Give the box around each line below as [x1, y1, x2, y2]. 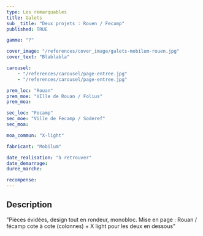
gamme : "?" [6, 37, 34, 44]
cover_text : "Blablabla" [6, 54, 70, 60]
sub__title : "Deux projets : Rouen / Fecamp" [6, 20, 124, 26]
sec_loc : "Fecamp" [6, 110, 53, 116]
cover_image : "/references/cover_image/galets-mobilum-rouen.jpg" [6, 48, 180, 55]
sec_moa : [6, 121, 29, 128]
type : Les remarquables [6, 9, 67, 15]
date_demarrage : [6, 160, 48, 166]
